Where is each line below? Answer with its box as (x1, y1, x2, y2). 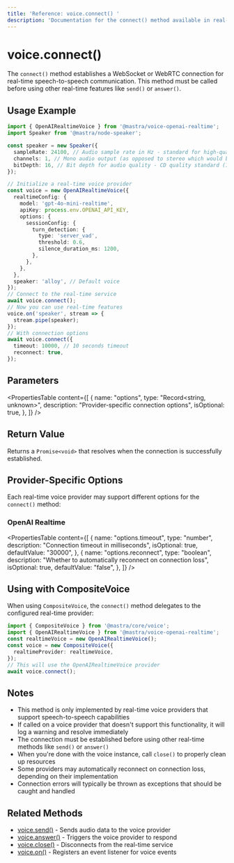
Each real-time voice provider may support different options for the (7, 492, 200, 502)
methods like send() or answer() (17, 743, 109, 751)
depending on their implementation (17, 772, 118, 781)
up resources (17, 757, 56, 766)
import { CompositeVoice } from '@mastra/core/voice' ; (7, 623, 170, 630)
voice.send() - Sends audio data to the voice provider (17, 826, 171, 834)
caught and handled (17, 787, 75, 795)
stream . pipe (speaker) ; (13, 316, 79, 324)
